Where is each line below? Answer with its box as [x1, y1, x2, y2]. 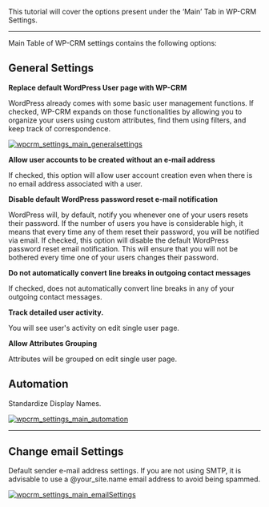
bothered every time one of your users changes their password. [8, 252, 219, 262]
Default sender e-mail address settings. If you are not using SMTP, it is [8, 466, 242, 476]
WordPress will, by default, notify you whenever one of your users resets [8, 210, 249, 219]
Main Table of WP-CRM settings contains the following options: [8, 38, 218, 47]
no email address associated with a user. [8, 179, 143, 188]
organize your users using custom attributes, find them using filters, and [8, 115, 247, 125]
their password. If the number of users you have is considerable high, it [8, 218, 244, 227]
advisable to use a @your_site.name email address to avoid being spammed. [8, 474, 261, 484]
